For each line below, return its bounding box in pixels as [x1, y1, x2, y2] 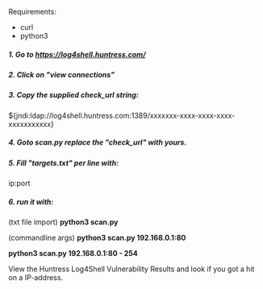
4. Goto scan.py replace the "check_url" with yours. [8, 137, 187, 148]
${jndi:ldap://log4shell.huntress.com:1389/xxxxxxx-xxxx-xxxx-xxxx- [8, 111, 236, 120]
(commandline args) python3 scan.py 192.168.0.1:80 [8, 233, 186, 243]
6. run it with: [8, 197, 54, 207]
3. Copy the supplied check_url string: [8, 90, 139, 100]
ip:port [8, 178, 31, 188]
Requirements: [8, 7, 56, 16]
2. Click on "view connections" [8, 69, 115, 79]
